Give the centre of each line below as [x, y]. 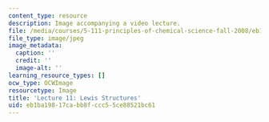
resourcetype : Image [43, 90]
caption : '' [36, 53]
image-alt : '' [39, 68]
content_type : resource [48, 16]
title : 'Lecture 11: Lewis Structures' [75, 98]
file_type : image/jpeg [46, 38]
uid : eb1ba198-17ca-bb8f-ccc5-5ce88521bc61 [82, 105]
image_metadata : [35, 46]
